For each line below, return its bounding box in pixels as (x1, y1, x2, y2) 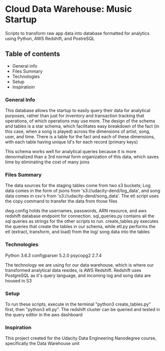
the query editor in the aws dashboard (5, 312, 83, 317)
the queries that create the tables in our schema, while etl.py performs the (5, 224, 156, 230)
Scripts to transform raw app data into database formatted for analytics (5, 30, 150, 36)
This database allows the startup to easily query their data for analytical (5, 108, 151, 114)
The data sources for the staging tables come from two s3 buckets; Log (5, 183, 151, 189)
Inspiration (5, 324, 32, 331)
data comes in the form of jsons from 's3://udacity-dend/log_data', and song (5, 188, 161, 194)
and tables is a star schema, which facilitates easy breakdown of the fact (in (5, 123, 160, 129)
